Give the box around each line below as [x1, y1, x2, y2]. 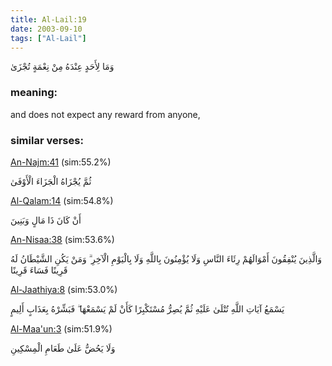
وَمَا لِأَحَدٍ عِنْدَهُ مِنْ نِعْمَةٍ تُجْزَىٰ [10, 61, 115, 73]
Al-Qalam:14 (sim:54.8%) [10, 194, 114, 206]
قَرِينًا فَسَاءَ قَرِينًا [10, 264, 68, 276]
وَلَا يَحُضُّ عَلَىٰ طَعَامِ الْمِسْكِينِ [10, 342, 116, 354]
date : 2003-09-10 [10, 24, 83, 34]
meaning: [10, 86, 58, 100]
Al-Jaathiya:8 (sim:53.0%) [10, 283, 118, 295]
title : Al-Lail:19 [10, 14, 87, 25]
